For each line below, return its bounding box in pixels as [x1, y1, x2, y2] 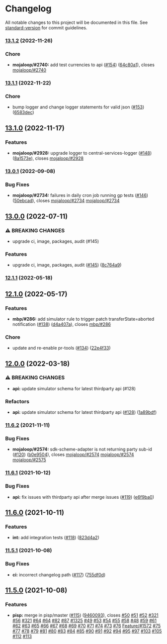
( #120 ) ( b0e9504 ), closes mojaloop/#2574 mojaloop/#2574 [12, 452, 134, 458]
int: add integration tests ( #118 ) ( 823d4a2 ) [12, 535, 99, 541]
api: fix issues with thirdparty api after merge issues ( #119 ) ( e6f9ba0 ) [12, 494, 154, 500]
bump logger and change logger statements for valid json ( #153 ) [12, 104, 145, 110]
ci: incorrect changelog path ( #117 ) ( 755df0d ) [12, 571, 106, 577]
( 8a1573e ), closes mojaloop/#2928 [12, 155, 83, 162]
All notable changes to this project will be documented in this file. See [5, 19, 148, 25]
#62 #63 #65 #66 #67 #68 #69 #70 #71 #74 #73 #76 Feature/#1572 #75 [12, 623, 161, 629]
